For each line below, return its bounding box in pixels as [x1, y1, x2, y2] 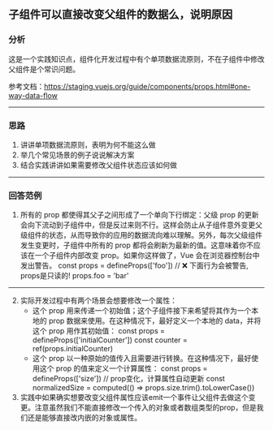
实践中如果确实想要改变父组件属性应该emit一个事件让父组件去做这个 [19, 393, 249, 402]
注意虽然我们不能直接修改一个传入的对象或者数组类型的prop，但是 [34, 402, 258, 412]
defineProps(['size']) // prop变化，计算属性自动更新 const [32, 374, 225, 384]
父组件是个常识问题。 [8, 64, 80, 74]
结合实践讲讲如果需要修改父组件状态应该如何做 [19, 160, 177, 170]
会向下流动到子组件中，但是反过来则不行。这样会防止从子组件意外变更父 [19, 220, 262, 230]
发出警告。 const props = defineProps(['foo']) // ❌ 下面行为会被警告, [19, 260, 249, 270]
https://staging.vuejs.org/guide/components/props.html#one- [44, 81, 251, 91]
